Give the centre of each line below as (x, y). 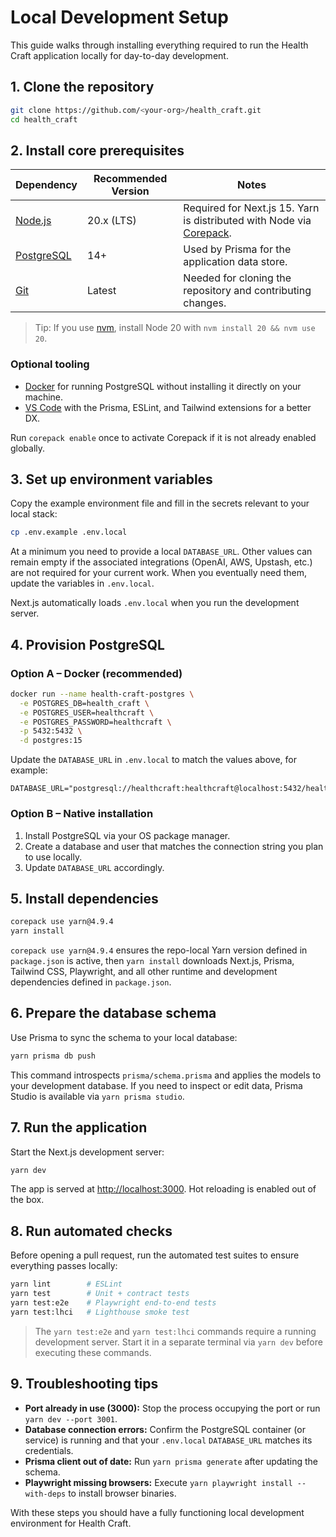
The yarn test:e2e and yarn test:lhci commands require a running (175, 1331)
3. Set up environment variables (111, 479)
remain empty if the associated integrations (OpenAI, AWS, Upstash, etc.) (161, 562)
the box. (27, 1200)
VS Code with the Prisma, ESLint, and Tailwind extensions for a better (168, 407)
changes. (205, 303)
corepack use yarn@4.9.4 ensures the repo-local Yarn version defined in (159, 950)
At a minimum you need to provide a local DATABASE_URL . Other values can (161, 552)
